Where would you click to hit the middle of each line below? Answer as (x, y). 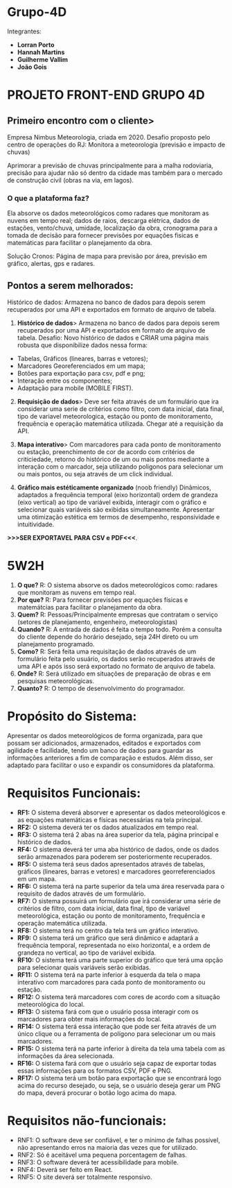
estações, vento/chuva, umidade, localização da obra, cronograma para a (113, 228)
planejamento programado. (56, 644)
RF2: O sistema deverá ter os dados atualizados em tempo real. (108, 827)
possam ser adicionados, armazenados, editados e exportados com (104, 743)
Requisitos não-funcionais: (87, 1121)
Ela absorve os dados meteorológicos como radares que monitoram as (108, 213)
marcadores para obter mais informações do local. (89, 1019)
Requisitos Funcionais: (74, 793)
